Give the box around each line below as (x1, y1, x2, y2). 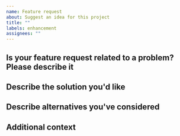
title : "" (6, 20, 31, 25)
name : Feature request (6, 8, 62, 15)
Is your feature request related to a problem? (6, 53, 174, 63)
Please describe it (6, 61, 74, 72)
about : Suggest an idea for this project (6, 14, 110, 20)
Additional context (6, 122, 76, 132)
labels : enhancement (6, 25, 57, 31)
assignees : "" (6, 31, 41, 37)
